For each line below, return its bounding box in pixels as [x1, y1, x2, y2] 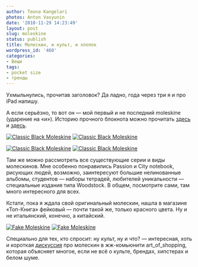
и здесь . [6, 122, 27, 129]
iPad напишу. [6, 98, 39, 105]
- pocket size [6, 70, 41, 76]
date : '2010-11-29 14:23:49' [6, 20, 78, 26]
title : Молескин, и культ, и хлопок [6, 42, 97, 48]
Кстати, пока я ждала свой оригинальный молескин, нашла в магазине [6, 200, 187, 207]
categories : [6, 53, 36, 59]
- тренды [6, 75, 28, 81]
